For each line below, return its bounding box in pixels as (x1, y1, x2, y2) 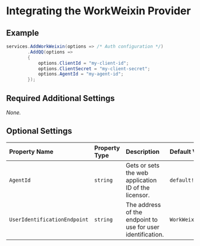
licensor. (126, 191, 150, 199)
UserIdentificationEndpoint (9, 216, 89, 223)
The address (126, 200, 161, 209)
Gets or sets (126, 161, 160, 169)
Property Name (9, 147, 54, 156)
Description (126, 147, 160, 156)
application (126, 176, 157, 184)
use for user (126, 223, 160, 231)
